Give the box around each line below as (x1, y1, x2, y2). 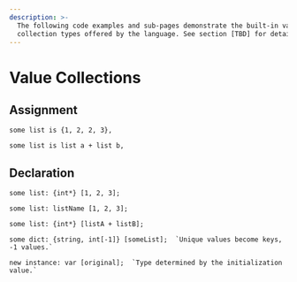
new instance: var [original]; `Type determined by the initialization (9, 258, 283, 268)
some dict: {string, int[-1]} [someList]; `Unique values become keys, (9, 235, 283, 244)
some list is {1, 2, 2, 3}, (9, 126, 113, 135)
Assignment (9, 103, 78, 118)
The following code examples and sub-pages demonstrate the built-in (17, 21, 278, 30)
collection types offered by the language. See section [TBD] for (17, 29, 267, 38)
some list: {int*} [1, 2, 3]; (9, 189, 121, 198)
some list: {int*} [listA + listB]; (9, 220, 144, 229)
